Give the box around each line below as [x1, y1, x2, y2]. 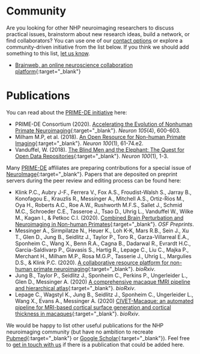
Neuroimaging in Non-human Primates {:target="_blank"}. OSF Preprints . [14, 220, 194, 228]
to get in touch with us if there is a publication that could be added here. [6, 341, 185, 348]
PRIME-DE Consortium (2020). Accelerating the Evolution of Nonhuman [14, 120, 193, 128]
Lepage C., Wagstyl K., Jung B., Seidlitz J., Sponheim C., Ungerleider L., [14, 291, 193, 298]
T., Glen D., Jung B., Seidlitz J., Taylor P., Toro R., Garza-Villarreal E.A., [14, 233, 189, 240]
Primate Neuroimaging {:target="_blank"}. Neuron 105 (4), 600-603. [14, 126, 181, 134]
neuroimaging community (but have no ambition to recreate [6, 328, 154, 335]
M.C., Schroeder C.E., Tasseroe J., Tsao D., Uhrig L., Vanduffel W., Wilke [14, 208, 193, 215]
